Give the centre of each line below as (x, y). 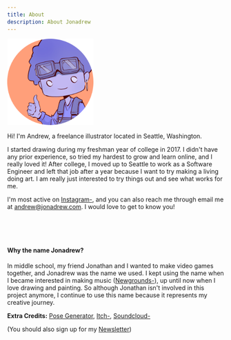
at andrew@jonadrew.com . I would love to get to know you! (91, 206)
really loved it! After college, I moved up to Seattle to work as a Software (110, 164)
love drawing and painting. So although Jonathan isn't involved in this (106, 288)
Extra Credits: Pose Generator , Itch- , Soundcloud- (79, 316)
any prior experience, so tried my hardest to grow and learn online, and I (110, 157)
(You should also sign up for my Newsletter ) (70, 329)
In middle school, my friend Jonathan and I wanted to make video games (110, 266)
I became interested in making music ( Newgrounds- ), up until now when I (111, 280)
